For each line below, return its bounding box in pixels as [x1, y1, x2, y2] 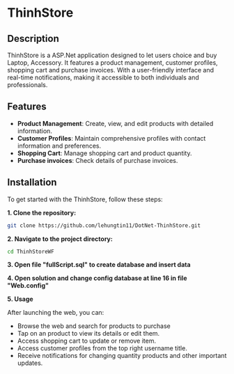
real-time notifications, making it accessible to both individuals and [7, 73, 200, 81]
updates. [17, 359, 43, 367]
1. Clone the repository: [7, 208, 77, 217]
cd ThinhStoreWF [7, 248, 54, 255]
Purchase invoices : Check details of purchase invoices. [17, 156, 178, 164]
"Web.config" [7, 281, 49, 290]
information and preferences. [17, 141, 102, 150]
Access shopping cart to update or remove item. [17, 336, 157, 345]
